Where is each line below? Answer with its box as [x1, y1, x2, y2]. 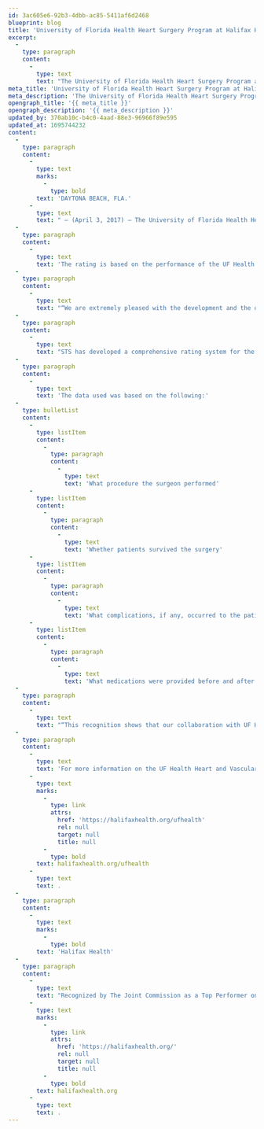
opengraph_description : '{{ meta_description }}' [8, 107, 174, 115]
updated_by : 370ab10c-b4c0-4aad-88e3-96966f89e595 [8, 114, 178, 122]
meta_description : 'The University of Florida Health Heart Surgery [8, 92, 237, 100]
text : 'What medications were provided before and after [64, 677, 255, 685]
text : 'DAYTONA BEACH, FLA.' [36, 194, 132, 202]
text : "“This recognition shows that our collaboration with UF [36, 721, 251, 729]
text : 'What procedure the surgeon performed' [64, 479, 220, 488]
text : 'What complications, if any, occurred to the [64, 611, 241, 619]
